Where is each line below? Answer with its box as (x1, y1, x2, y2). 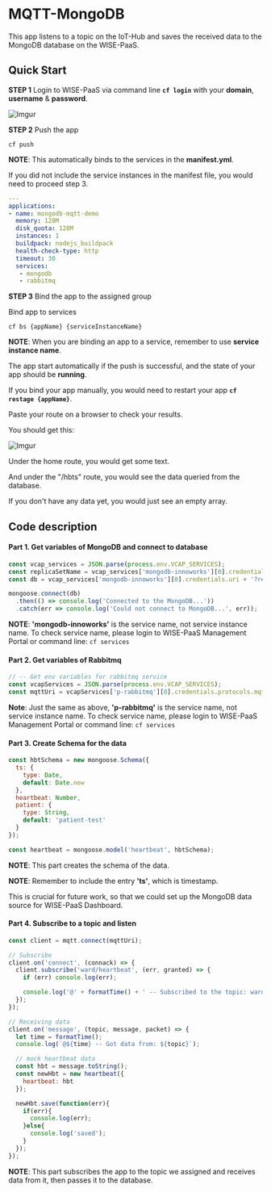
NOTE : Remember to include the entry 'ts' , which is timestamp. (8, 876, 219, 885)
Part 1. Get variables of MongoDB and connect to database (8, 542, 208, 552)
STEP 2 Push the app (8, 124, 79, 134)
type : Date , (23, 771, 63, 779)
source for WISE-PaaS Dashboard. (8, 900, 123, 910)
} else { (23, 1122, 45, 1130)
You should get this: (8, 425, 75, 435)
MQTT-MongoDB (8, 5, 125, 23)
